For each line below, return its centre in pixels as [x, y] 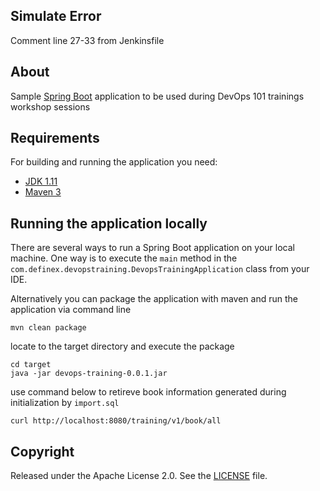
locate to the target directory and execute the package [122, 346]
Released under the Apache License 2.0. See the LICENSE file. [139, 476]
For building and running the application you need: [114, 162]
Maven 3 [43, 192]
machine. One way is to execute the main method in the [124, 258]
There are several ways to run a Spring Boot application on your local [152, 248]
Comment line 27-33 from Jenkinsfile [87, 40]
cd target [31, 365]
